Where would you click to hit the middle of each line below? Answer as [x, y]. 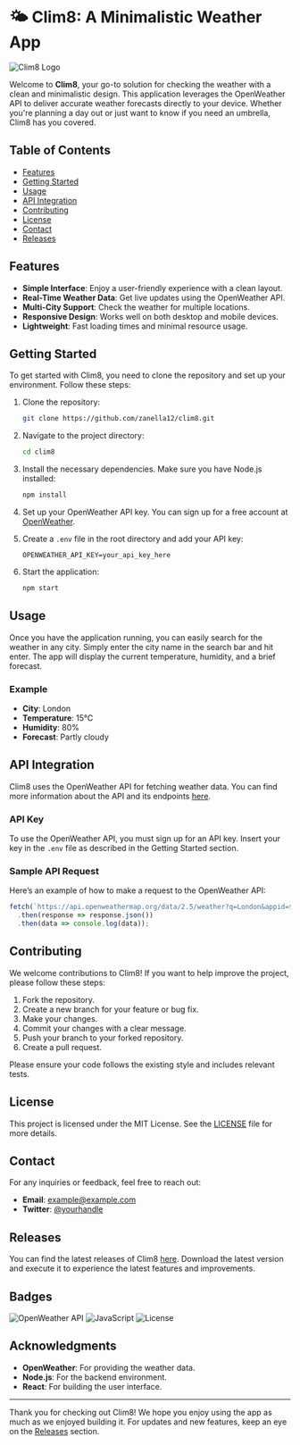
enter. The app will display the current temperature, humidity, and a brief [142, 656]
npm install [44, 495]
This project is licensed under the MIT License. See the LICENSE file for [141, 1123]
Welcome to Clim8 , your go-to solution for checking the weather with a [140, 84]
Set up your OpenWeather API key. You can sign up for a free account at [155, 512]
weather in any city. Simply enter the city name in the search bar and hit [142, 647]
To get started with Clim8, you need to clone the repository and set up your [147, 375]
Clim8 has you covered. [53, 122]
